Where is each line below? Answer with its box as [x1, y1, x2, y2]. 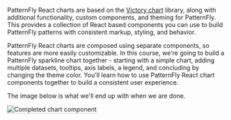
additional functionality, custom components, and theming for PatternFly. [7, 13, 216, 22]
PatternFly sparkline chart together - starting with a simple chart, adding [7, 56, 215, 65]
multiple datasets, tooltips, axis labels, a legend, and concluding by [7, 64, 200, 71]
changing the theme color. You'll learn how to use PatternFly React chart [7, 71, 215, 79]
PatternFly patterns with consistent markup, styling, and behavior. [7, 28, 196, 36]
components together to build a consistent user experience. [7, 78, 179, 86]
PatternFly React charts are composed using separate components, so [7, 42, 210, 49]
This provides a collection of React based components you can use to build [7, 21, 223, 28]
